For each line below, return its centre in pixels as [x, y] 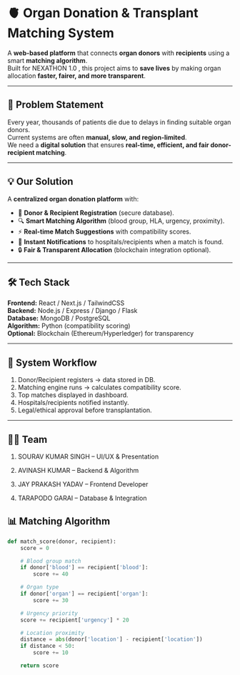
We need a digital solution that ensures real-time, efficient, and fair [108, 145]
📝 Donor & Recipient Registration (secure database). [96, 212]
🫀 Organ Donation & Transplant [103, 13]
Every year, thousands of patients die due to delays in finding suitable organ [119, 122]
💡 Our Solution [40, 182]
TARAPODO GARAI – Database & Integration [82, 498]
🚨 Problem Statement [56, 105]
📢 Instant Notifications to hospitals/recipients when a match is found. [120, 241]
